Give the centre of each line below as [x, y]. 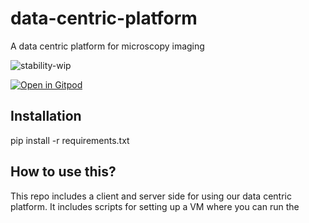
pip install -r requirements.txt [70, 140]
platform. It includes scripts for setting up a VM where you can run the [155, 206]
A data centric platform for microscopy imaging [107, 46]
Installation [46, 116]
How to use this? [63, 172]
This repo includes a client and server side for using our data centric [151, 196]
